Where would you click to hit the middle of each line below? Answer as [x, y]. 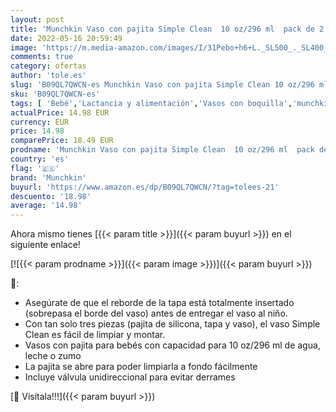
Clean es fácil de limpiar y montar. [95, 335]
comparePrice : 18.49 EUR [62, 141]
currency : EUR [40, 122]
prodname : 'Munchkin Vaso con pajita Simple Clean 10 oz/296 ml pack [162, 150]
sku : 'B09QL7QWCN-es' [55, 94]
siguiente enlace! [45, 245]
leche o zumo [53, 356]
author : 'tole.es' [48, 76]
